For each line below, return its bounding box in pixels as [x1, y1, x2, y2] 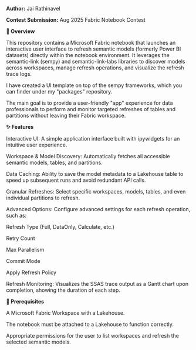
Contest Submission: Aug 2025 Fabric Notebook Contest [6, 16, 146, 23]
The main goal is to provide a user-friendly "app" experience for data [6, 99, 173, 106]
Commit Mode [6, 258, 40, 264]
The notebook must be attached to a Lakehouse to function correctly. [6, 321, 174, 328]
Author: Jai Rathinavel [6, 5, 60, 12]
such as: [6, 212, 27, 219]
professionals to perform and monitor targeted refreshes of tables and [6, 106, 176, 112]
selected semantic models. [6, 338, 72, 345]
